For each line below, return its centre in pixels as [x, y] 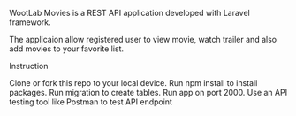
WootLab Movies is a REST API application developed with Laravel [129, 13]
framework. [30, 22]
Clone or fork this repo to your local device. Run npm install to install [133, 83]
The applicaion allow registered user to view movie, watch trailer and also [143, 39]
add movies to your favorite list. [67, 49]
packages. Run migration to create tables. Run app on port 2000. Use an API [148, 93]
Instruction [29, 66]
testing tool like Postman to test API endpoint [91, 102]
